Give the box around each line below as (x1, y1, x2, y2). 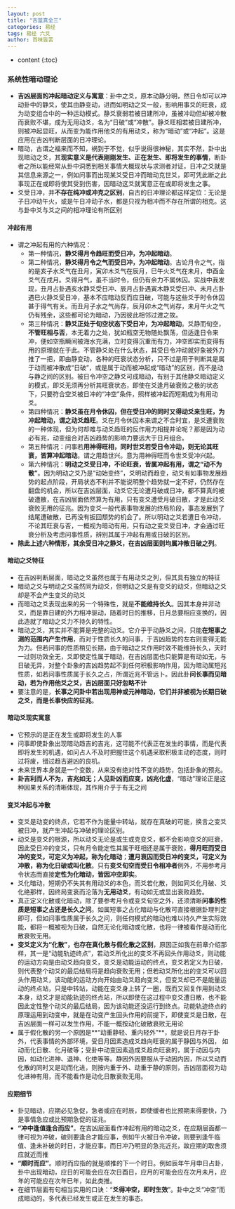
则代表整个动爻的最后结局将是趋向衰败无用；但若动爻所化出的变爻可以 (17, 967, 221, 975)
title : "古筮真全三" (7, 17, 62, 24)
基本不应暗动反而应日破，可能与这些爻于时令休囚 (83, 293, 225, 301)
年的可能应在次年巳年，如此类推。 (17, 1177, 116, 1185)
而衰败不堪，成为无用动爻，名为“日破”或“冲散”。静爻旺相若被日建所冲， (17, 118, 226, 126)
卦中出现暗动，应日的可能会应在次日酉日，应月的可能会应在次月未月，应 (17, 1168, 227, 1177)
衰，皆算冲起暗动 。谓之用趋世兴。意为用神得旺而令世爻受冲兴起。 (27, 451, 219, 459)
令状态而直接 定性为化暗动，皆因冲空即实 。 (17, 870, 141, 879)
